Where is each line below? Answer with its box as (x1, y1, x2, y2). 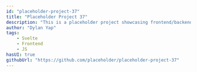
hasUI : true (6, 52, 35, 57)
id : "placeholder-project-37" (6, 8, 80, 15)
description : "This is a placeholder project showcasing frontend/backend (6, 19, 193, 25)
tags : (6, 30, 19, 36)
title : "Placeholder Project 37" (6, 14, 88, 20)
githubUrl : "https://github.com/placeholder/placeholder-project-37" (6, 57, 180, 63)
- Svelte (16, 35, 38, 41)
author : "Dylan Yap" (6, 24, 57, 31)
